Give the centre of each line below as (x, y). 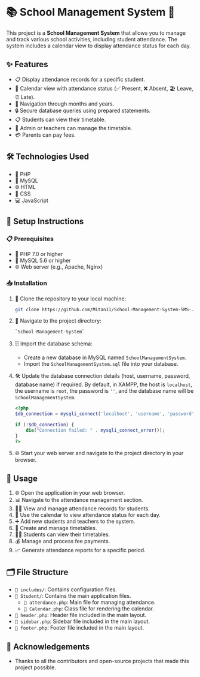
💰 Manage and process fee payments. (62, 541)
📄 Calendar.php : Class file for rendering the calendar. (89, 609)
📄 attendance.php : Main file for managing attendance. (90, 602)
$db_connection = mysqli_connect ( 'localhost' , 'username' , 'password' (104, 414)
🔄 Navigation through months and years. (64, 104)
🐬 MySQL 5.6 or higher (43, 261)
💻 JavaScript (32, 200)
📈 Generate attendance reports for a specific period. (80, 550)
